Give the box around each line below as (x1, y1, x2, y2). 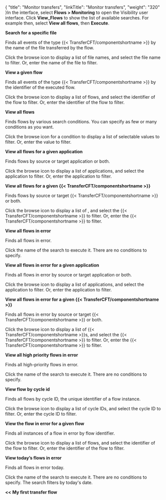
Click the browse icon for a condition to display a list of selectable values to (5, 134, 160, 139)
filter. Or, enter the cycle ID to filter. (5, 411, 77, 417)
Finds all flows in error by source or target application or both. (5, 272, 132, 277)
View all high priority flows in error (5, 352, 79, 358)
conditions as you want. (5, 124, 54, 130)
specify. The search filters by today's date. (5, 480, 93, 486)
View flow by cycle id (5, 386, 50, 392)
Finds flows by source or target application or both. (5, 158, 110, 164)
